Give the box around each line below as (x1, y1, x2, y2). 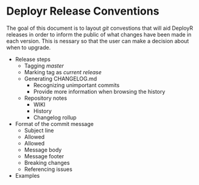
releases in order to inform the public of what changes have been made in (6, 30, 192, 38)
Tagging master (24, 62, 64, 69)
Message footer (24, 152, 65, 159)
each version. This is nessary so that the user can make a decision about (6, 37, 189, 44)
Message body (24, 146, 62, 153)
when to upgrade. (6, 44, 51, 51)
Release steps (15, 55, 51, 63)
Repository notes (24, 94, 68, 102)
